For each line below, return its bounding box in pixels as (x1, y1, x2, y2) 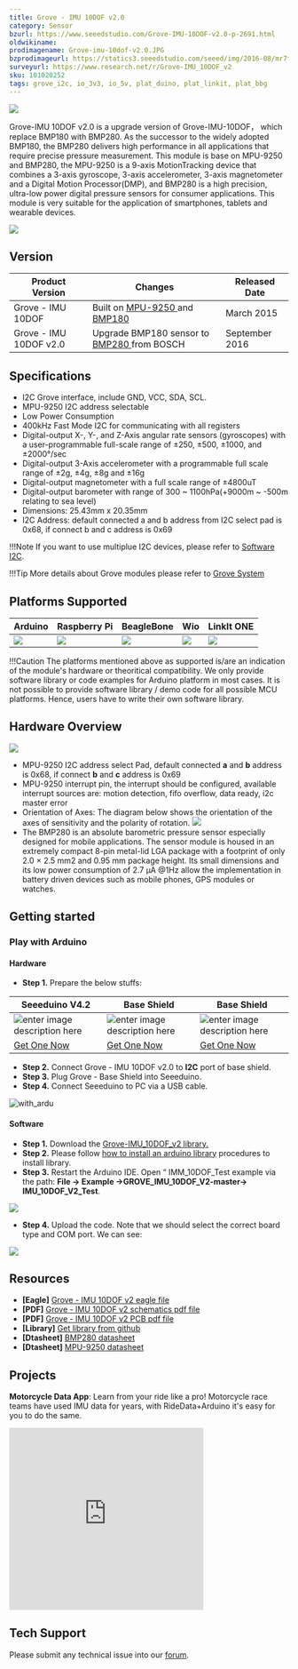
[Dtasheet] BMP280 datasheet (21, 1332, 136, 1343)
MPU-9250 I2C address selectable (21, 402, 149, 412)
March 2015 (225, 307, 278, 320)
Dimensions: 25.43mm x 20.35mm (21, 506, 148, 516)
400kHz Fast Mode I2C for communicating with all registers (21, 420, 241, 431)
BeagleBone (121, 620, 175, 633)
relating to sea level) (21, 496, 97, 507)
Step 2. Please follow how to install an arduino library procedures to (21, 1147, 271, 1158)
